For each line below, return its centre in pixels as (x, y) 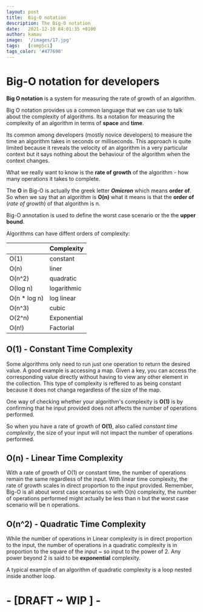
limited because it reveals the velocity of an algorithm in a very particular (97, 148)
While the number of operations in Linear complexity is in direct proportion (99, 539)
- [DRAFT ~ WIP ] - (54, 601)
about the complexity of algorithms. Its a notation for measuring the (91, 117)
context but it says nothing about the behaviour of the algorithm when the (98, 154)
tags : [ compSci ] (29, 46)
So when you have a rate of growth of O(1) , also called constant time (92, 426)
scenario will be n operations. (43, 505)
